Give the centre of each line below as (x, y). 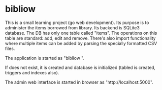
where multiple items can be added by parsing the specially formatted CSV (81, 43)
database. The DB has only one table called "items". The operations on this (81, 33)
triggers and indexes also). (32, 72)
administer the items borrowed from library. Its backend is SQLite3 (72, 27)
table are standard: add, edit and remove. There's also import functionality (81, 38)
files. (10, 48)
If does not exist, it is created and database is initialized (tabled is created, (80, 67)
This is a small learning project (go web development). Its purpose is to (77, 22)
